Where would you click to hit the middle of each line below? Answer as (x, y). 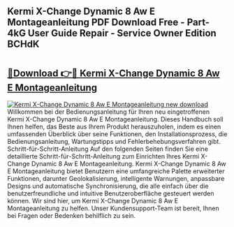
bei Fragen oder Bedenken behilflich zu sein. (72, 215)
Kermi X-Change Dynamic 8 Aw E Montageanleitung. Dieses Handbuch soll (115, 119)
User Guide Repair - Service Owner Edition (122, 33)
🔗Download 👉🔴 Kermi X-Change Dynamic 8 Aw (114, 73)
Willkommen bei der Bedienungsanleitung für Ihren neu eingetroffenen (109, 112)
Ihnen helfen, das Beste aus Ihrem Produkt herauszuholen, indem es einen (114, 126)
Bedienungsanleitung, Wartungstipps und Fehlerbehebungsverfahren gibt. (114, 141)
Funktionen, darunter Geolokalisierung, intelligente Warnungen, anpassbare (116, 178)
